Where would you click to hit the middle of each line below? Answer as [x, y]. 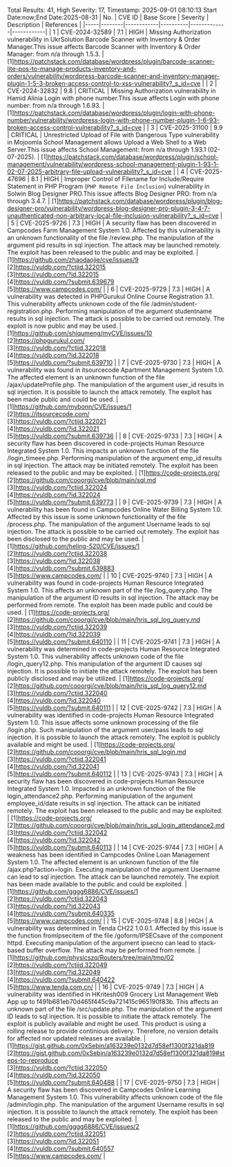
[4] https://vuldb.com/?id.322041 [54, 766]
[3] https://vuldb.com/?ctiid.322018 [57, 348]
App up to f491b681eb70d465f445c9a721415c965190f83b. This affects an [113, 1001]
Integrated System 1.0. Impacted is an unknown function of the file [101, 788]
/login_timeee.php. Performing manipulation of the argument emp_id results [115, 458]
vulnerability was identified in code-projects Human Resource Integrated [110, 715]
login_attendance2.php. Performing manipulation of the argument [100, 796]
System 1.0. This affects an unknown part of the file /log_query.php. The [110, 590]
